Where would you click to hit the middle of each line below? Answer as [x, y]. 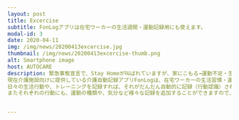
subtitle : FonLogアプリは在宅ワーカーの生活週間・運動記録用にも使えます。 [107, 27]
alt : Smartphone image [41, 60]
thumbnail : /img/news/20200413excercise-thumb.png [84, 54]
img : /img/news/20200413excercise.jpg [65, 47]
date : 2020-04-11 [33, 40]
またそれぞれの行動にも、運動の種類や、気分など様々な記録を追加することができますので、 [121, 93]
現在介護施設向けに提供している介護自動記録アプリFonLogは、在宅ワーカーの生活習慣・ [117, 80]
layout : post [27, 14]
